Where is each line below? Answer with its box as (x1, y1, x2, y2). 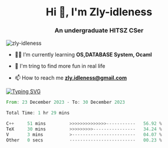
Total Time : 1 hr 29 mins (6, 110, 70, 116)
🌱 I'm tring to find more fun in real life (14, 63, 106, 70)
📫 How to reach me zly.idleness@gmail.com (14, 74, 127, 81)
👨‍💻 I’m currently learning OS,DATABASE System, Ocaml (14, 51, 152, 58)
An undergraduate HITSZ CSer (54, 27, 144, 35)
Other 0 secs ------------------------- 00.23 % (6, 137, 162, 143)
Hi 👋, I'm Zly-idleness (45, 5, 153, 19)
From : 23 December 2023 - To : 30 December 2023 (6, 100, 126, 106)
